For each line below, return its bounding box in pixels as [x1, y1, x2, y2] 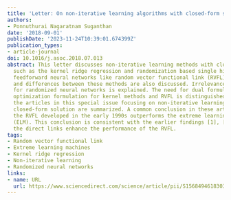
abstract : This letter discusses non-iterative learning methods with [7, 61, 214, 68]
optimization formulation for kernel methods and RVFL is [13, 93, 184, 100]
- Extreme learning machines [7, 144, 91, 151]
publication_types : [7, 42, 63, 49]
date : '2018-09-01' [7, 29, 63, 36]
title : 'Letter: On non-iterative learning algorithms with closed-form [7, 10, 220, 17]
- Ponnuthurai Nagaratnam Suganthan [7, 23, 112, 30]
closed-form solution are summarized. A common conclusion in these [13, 106, 214, 113]
